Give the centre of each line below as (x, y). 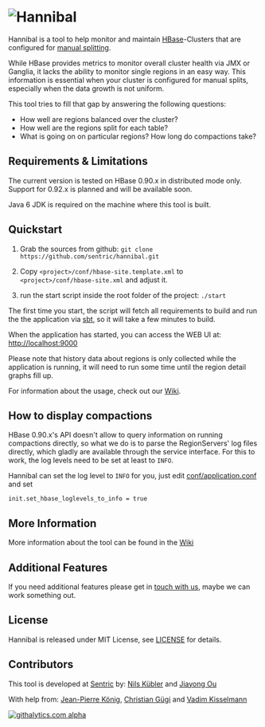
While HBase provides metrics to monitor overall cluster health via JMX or (129, 63)
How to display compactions (80, 416)
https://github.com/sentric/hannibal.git (89, 256)
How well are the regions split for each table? (94, 128)
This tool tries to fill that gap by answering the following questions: (117, 104)
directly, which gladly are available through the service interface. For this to (132, 452)
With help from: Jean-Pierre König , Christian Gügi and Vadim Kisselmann (128, 699)
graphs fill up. (31, 375)
